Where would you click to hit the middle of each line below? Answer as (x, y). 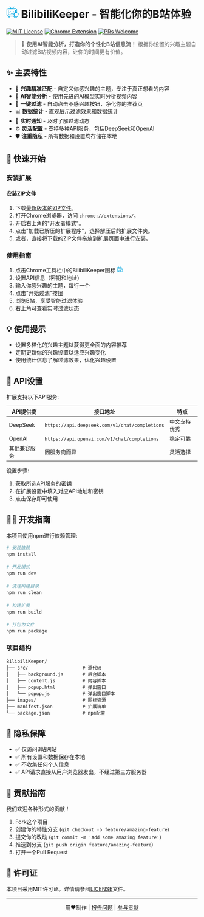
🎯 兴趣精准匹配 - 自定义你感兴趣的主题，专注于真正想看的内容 (92, 88)
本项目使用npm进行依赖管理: (42, 535)
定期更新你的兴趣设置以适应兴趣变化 (60, 353)
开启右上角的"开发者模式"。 (49, 223)
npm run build (24, 612)
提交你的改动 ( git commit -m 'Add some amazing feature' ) (88, 837)
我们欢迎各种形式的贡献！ (38, 809)
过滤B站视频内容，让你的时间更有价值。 (76, 52)
